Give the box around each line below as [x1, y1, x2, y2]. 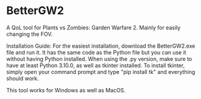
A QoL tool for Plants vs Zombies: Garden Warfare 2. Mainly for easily [6, 24, 181, 31]
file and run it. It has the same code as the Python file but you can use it [6, 48, 187, 56]
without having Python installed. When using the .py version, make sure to [6, 55, 192, 62]
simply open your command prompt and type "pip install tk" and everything [6, 68, 196, 75]
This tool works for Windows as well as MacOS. [6, 86, 126, 94]
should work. [6, 75, 40, 82]
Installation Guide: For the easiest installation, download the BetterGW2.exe [6, 42, 196, 50]
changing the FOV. [6, 30, 53, 37]
